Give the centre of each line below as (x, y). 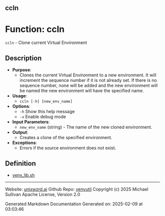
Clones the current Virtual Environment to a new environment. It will (88, 75)
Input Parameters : (31, 122)
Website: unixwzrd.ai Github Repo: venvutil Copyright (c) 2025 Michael (77, 189)
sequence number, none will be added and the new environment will (89, 86)
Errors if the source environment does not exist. (68, 148)
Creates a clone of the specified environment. (66, 138)
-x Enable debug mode (43, 117)
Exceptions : (25, 143)
